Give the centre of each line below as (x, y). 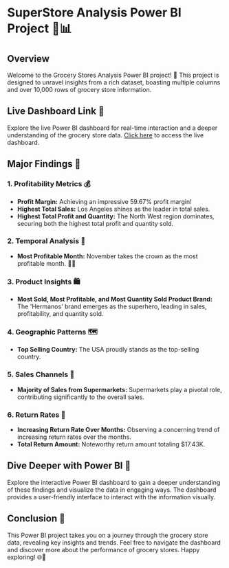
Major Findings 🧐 (44, 164)
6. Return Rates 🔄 (36, 415)
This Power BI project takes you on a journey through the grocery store (108, 535)
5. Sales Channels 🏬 (41, 374)
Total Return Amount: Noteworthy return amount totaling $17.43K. (111, 444)
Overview (29, 59)
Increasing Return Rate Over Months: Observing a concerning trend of (118, 429)
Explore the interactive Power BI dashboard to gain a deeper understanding (114, 482)
